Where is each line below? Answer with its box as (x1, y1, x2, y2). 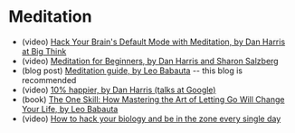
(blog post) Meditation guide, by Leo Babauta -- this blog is (21, 65, 243, 76)
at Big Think (21, 45, 67, 56)
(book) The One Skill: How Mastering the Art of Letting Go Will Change (21, 93, 285, 105)
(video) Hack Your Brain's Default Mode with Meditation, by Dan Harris (21, 36, 286, 47)
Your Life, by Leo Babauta (21, 103, 119, 114)
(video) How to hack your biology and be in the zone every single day (21, 113, 281, 124)
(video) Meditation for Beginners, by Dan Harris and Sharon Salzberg (21, 55, 279, 66)
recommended (21, 74, 77, 85)
